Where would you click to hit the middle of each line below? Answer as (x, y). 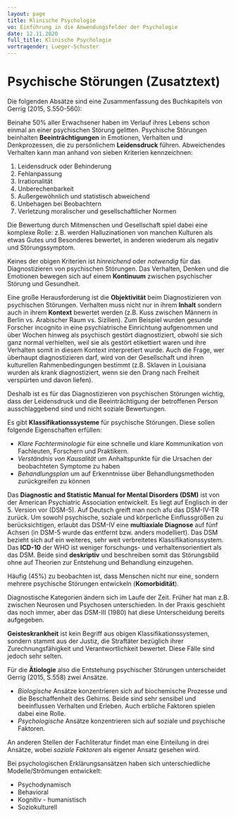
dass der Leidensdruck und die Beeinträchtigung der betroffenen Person (113, 401)
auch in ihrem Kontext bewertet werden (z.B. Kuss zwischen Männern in (113, 312)
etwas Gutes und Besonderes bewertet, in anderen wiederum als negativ (113, 240)
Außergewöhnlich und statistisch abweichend (83, 196)
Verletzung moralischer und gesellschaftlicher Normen (97, 211)
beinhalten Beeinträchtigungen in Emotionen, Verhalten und (95, 137)
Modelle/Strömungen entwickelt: (55, 770)
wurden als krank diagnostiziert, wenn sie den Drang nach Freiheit (103, 372)
